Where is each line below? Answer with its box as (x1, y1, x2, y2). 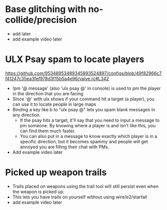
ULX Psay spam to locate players (5, 54, 144, 65)
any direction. (12, 112, 41, 118)
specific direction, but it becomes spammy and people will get (19, 138, 148, 144)
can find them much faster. (19, 128, 76, 134)
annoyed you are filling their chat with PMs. (19, 144, 109, 150)
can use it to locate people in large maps (12, 101, 96, 107)
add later (12, 31, 31, 37)
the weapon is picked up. (12, 188, 64, 194)
